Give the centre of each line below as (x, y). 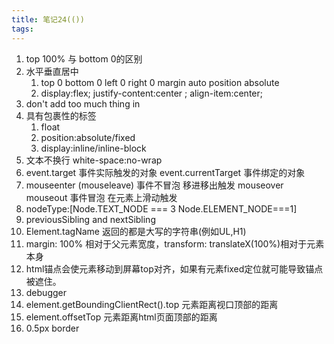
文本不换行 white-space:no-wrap (94, 160)
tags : (22, 29)
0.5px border (52, 328)
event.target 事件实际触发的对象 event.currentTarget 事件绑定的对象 (165, 172)
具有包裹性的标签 (61, 115)
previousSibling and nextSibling (90, 219)
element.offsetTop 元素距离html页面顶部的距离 (121, 317)
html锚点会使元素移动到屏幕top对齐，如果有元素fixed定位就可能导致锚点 (174, 268)
